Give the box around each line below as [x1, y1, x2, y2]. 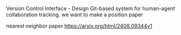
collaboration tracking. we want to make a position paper [6, 11, 144, 18]
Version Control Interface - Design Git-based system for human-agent [6, 5, 176, 12]
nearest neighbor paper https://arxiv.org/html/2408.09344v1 [6, 23, 152, 29]
